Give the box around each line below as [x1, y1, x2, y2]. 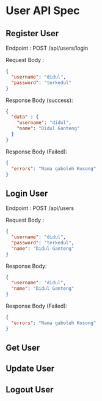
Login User [5, 188, 48, 198]
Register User [5, 28, 59, 39]
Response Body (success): [5, 96, 73, 104]
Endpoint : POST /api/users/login [5, 44, 89, 52]
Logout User [5, 384, 54, 395]
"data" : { [11, 114, 39, 120]
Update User [5, 364, 55, 374]
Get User [5, 343, 40, 353]
